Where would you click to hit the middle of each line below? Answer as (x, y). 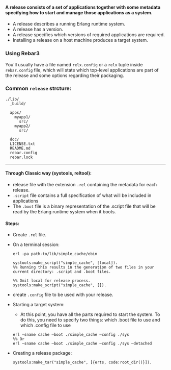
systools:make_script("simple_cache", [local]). (65, 263)
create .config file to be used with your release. (63, 295)
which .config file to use (46, 325)
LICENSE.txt (23, 144)
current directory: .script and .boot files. (62, 272)
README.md (20, 148)
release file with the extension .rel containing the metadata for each (84, 184)
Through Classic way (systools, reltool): (49, 173)
